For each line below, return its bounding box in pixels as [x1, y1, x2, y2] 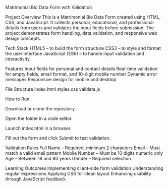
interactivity [5, 56, 30, 62]
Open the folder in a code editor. [5, 115, 73, 121]
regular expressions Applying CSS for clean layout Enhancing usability [5, 171, 151, 176]
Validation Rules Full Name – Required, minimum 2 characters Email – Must [5, 145, 160, 151]
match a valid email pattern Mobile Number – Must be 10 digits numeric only [5, 150, 163, 156]
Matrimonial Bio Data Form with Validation [5, 5, 92, 10]
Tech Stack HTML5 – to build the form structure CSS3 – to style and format [5, 45, 161, 51]
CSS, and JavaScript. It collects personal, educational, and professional [5, 20, 154, 25]
